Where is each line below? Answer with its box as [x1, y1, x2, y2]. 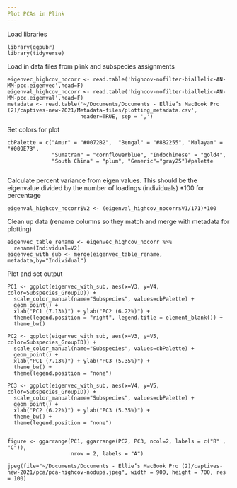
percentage [7, 191, 41, 199]
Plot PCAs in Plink [7, 10, 65, 18]
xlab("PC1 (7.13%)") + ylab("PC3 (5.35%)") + [13, 357, 151, 364]
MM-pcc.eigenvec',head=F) [7, 82, 83, 89]
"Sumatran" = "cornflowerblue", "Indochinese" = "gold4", [52, 151, 226, 158]
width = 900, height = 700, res [130, 468, 226, 476]
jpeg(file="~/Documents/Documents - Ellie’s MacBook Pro [7, 463, 179, 470]
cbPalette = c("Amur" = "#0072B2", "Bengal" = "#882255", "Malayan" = [7, 139, 223, 146]
